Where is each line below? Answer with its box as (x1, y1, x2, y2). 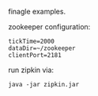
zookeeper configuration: (8, 22, 91, 31)
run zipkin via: (8, 65, 54, 75)
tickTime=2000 (8, 37, 55, 45)
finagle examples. (8, 7, 66, 16)
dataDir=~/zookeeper (8, 44, 77, 52)
